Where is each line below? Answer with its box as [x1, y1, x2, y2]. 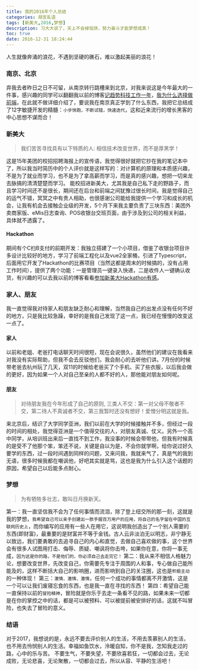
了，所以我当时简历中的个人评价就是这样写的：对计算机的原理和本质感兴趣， [6, 164, 193, 172]
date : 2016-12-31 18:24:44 [6, 36, 73, 42]
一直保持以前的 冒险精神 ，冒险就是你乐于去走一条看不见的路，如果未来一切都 [6, 589, 190, 596]
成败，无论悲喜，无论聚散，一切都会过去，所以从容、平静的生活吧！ [6, 658, 172, 665]
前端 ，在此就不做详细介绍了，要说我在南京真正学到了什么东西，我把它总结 [6, 99, 188, 106]
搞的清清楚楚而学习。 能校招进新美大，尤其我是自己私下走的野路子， [16, 179, 184, 187]
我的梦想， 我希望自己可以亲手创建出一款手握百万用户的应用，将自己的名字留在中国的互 [6, 515, 191, 522]
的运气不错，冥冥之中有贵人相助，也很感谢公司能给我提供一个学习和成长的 [6, 194, 188, 202]
